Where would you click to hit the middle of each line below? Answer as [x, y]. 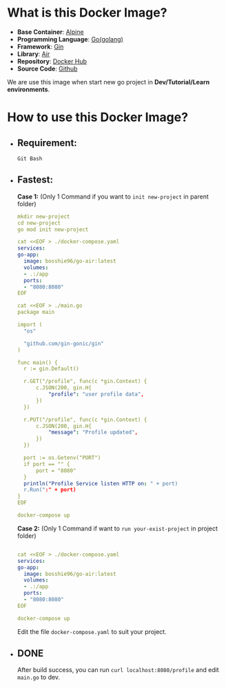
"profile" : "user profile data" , [96, 394]
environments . [29, 89]
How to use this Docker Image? [97, 117]
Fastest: [35, 180]
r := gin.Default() [51, 369]
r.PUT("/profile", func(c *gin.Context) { [85, 420]
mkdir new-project [43, 216]
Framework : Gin [40, 46]
